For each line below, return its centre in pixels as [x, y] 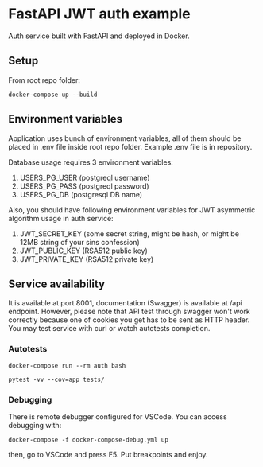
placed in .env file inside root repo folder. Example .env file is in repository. [130, 146]
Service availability [57, 284]
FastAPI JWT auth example [99, 14]
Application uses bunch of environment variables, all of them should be [125, 138]
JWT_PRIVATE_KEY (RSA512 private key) [87, 259]
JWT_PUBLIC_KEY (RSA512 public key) [84, 251]
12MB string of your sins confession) [80, 242]
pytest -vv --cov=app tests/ [56, 379]
